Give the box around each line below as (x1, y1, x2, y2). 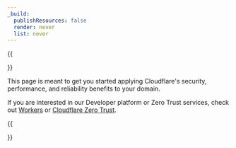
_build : (7, 10, 30, 18)
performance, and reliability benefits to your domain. (7, 84, 160, 93)
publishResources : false (13, 17, 87, 24)
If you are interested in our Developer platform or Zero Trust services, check (7, 98, 230, 107)
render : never (13, 23, 55, 30)
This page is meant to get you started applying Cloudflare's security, (7, 77, 207, 86)
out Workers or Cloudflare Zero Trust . (7, 106, 117, 114)
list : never (13, 30, 49, 38)
